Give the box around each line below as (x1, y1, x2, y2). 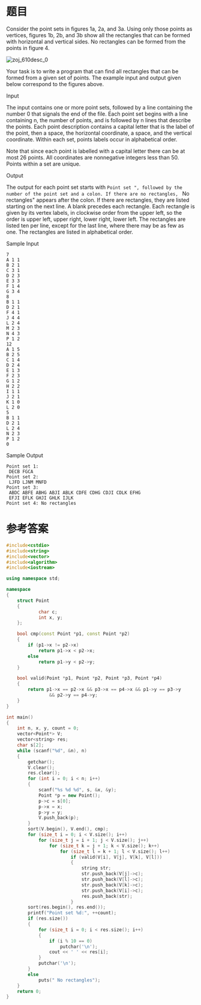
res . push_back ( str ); (81, 893, 133, 899)
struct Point (17, 598, 50, 604)
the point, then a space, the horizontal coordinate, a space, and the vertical (6, 129, 192, 137)
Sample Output (6, 451, 44, 459)
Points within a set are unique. (6, 160, 81, 167)
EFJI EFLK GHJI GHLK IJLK (8, 495, 74, 501)
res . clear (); (28, 770, 61, 776)
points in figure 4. (6, 44, 50, 51)
